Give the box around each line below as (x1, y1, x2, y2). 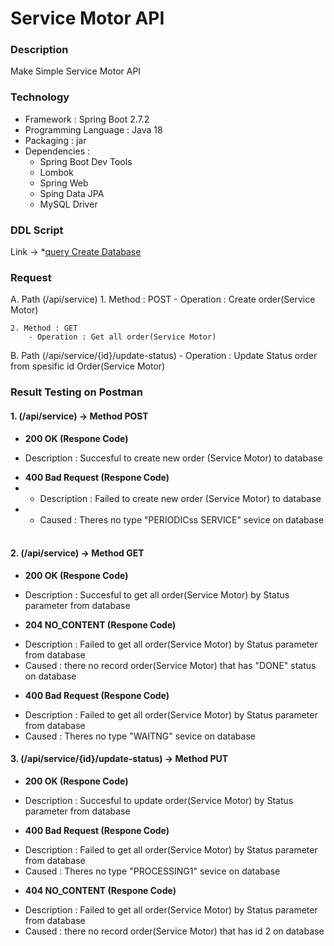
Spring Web (39, 177, 89, 189)
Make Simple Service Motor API (10, 65, 142, 77)
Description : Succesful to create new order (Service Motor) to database (24, 452, 323, 464)
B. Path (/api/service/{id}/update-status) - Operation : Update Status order (10, 350, 318, 362)
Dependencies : (24, 145, 90, 157)
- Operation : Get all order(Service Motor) (28, 332, 217, 342)
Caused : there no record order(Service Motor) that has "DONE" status (24, 659, 317, 671)
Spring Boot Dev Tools (39, 155, 133, 167)
